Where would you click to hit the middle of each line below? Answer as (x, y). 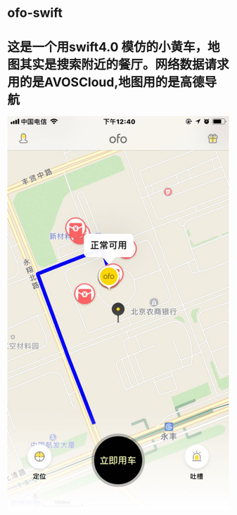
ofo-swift (35, 13)
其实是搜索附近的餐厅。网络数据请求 (125, 65)
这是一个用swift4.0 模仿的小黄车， (108, 47)
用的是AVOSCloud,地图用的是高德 (106, 83)
